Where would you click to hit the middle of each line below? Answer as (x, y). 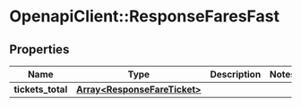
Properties (39, 49)
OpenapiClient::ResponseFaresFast (145, 16)
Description (236, 74)
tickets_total (41, 89)
